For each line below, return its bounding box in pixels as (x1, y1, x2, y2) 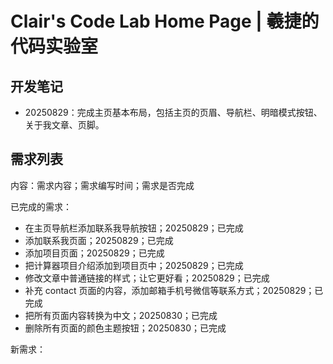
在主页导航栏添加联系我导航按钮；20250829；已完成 (24, 222, 244, 234)
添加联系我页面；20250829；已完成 (24, 234, 174, 246)
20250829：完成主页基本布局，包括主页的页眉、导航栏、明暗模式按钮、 (24, 107, 323, 118)
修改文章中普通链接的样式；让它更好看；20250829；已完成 (24, 272, 270, 284)
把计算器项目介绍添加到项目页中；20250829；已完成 (24, 259, 244, 271)
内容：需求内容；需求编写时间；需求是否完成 (10, 179, 195, 191)
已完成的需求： (10, 200, 72, 212)
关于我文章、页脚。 (24, 119, 105, 131)
